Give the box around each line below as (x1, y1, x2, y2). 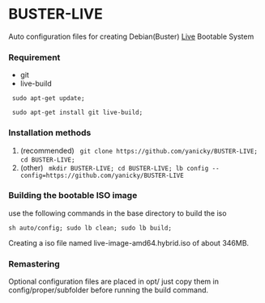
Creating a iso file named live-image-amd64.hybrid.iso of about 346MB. (8, 238, 250, 247)
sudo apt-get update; (11, 95, 85, 103)
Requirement (8, 52, 61, 63)
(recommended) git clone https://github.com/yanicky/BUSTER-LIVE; (19, 145, 258, 155)
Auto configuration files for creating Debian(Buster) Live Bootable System (8, 32, 254, 41)
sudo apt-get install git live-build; (11, 108, 143, 117)
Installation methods (8, 127, 92, 138)
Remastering (8, 258, 61, 269)
